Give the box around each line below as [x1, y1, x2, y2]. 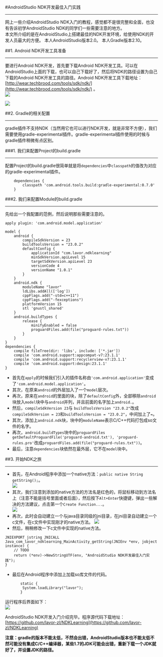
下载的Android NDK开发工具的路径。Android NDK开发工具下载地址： [5, 75, 142, 80]
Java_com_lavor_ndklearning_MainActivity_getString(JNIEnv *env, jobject [5, 539, 158, 544]
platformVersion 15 [22, 302, 62, 307]
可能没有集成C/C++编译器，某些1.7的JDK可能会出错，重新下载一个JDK [9, 641, 152, 646]
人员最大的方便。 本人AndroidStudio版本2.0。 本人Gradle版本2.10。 [9, 37, 145, 43]
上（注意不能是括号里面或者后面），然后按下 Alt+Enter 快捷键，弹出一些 [12, 495, 153, 501]
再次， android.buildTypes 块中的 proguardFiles [12, 430, 105, 435]
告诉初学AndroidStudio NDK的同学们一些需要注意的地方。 [9, 25, 125, 31]
